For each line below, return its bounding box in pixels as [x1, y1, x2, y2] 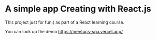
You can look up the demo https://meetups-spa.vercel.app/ [5, 28, 123, 34]
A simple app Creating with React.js [5, 3, 151, 14]
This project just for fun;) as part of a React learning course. [5, 19, 125, 25]
